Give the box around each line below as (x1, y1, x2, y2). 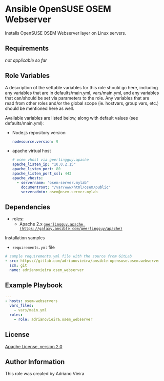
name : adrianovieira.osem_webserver (9, 267, 84, 273)
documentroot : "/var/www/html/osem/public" (21, 185, 111, 190)
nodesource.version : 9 (12, 139, 59, 144)
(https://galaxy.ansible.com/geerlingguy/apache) (19, 227, 123, 231)
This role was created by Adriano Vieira (5, 371, 84, 377)
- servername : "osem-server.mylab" (17, 180, 89, 185)
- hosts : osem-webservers (5, 299, 58, 304)
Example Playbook (5, 281, 62, 290)
